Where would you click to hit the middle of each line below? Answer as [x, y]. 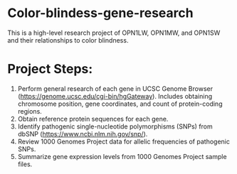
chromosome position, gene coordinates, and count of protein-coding [120, 104]
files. [25, 164]
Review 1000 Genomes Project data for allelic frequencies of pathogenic [123, 141]
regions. [30, 111]
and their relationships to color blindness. [68, 40]
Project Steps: [50, 69]
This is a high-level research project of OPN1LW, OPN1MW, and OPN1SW [114, 33]
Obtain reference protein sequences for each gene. [93, 119]
